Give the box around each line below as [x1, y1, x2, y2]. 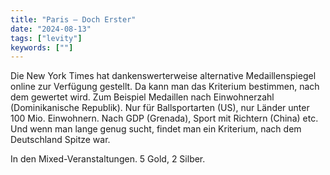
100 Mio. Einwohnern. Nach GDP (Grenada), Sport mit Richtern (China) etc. [10, 112, 319, 125]
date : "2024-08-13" [10, 24, 92, 34]
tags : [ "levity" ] [10, 33, 83, 43]
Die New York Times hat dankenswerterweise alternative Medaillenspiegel [10, 70, 317, 82]
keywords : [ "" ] [10, 42, 74, 53]
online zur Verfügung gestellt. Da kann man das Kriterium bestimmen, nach [10, 81, 320, 93]
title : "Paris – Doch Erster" [10, 14, 137, 25]
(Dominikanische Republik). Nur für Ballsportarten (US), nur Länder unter [10, 102, 310, 114]
